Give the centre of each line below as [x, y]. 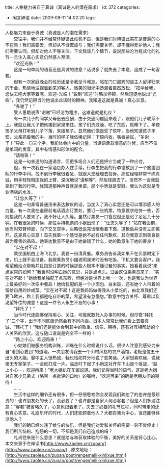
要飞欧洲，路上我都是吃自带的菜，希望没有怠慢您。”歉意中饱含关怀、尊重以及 [82, 296]
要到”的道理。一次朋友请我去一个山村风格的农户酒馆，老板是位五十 [92, 351]
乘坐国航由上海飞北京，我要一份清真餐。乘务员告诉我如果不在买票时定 [84, 253]
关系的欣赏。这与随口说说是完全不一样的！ [52, 333]
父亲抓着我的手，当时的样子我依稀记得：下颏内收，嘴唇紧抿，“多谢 [81, 137]
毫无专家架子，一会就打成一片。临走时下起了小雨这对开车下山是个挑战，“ [79, 364]
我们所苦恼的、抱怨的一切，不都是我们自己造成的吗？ [59, 431]
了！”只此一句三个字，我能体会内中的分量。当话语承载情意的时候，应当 [77, 143]
